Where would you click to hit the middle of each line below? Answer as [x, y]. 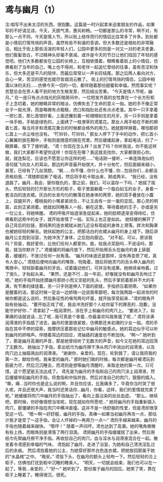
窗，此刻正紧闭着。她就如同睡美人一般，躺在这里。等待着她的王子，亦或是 [79, 207]
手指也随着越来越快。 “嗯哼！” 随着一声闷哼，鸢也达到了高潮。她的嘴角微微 [81, 426]
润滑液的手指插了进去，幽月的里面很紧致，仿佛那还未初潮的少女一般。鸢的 [79, 322]
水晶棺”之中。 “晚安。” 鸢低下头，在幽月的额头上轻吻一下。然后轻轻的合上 [84, 456]
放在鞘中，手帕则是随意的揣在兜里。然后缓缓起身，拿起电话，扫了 [88, 140]
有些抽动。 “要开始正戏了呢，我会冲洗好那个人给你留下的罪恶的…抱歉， [81, 304]
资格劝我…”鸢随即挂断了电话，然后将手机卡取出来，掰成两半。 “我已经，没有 [81, 176]
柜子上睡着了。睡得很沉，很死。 [37, 475]
